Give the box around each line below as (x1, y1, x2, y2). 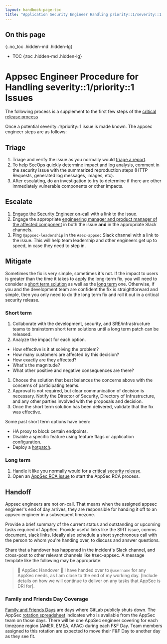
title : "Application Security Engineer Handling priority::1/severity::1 (5, 12, 162, 17)
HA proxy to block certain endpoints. (12, 428, 88, 434)
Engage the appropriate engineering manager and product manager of (12, 216, 158, 222)
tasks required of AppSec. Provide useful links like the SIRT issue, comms (5, 527, 157, 533)
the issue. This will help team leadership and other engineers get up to (12, 237, 157, 243)
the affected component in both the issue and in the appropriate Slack (12, 221, 157, 227)
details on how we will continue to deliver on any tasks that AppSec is (17, 578, 161, 584)
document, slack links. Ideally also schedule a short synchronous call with (5, 532, 157, 538)
